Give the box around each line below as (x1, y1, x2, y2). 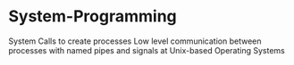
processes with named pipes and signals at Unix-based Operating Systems (8, 45, 285, 55)
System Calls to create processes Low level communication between (8, 36, 262, 46)
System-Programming (8, 6, 177, 27)
